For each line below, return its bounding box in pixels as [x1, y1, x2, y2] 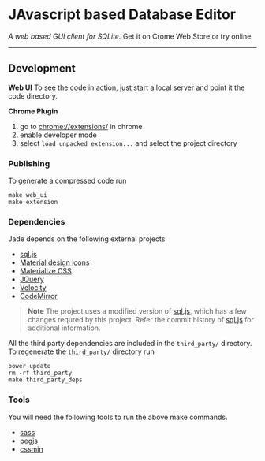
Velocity [19, 283, 47, 292]
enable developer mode [19, 130, 97, 139]
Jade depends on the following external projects [8, 234, 166, 244]
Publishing [8, 158, 50, 169]
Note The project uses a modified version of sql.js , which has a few [27, 307, 247, 316]
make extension [8, 199, 58, 206]
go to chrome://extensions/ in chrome [19, 121, 143, 131]
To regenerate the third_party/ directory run [8, 347, 155, 356]
